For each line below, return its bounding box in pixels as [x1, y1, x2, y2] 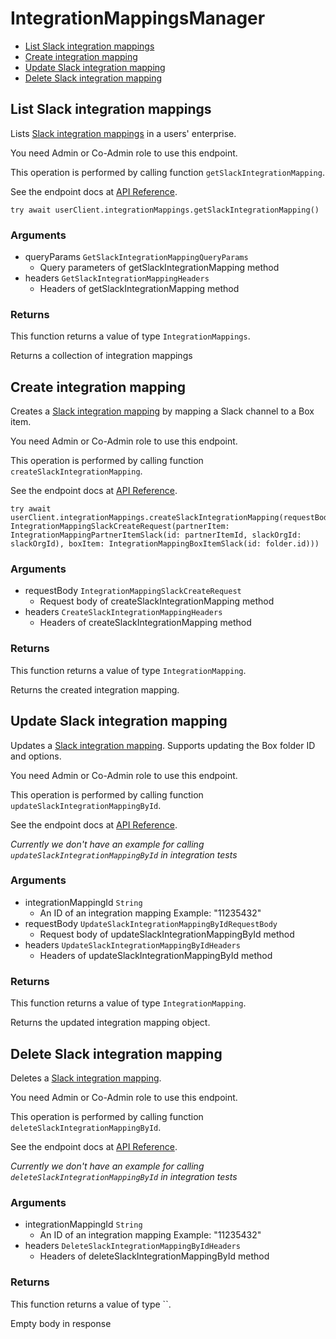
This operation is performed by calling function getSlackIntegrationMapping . [10, 166, 325, 178]
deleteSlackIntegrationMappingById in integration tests [10, 1170, 238, 1182]
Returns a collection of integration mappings [10, 350, 193, 362]
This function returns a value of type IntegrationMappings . [10, 330, 251, 342]
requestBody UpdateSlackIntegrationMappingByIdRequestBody [24, 917, 278, 929]
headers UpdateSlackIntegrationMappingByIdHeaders [24, 938, 241, 951]
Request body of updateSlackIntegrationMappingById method [39, 928, 295, 940]
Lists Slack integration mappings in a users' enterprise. [10, 127, 237, 139]
